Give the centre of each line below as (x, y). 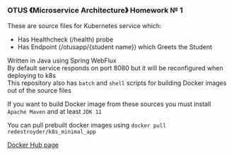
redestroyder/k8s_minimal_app (52, 132)
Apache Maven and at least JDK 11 (55, 112)
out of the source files (40, 91)
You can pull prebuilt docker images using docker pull (87, 125)
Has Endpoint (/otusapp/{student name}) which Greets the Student (115, 47)
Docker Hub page (33, 145)
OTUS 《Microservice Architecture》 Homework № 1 (95, 10)
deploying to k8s (32, 76)
